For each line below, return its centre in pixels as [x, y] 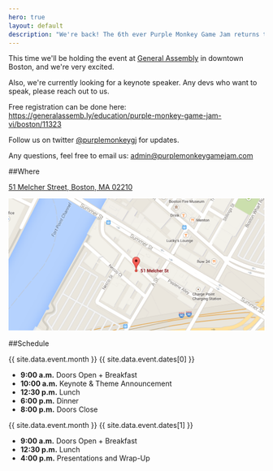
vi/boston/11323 [35, 124]
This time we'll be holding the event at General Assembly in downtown [126, 58]
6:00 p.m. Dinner [50, 400]
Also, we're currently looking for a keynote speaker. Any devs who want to [133, 83]
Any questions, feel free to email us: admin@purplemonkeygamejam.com [131, 156]
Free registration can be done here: [67, 107]
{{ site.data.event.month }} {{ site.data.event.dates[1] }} [101, 425]
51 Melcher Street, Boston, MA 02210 [70, 188]
